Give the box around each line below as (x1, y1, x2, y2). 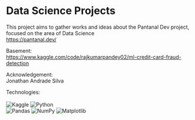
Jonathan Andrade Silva (6, 77, 64, 84)
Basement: (6, 47, 32, 54)
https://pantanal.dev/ (6, 36, 57, 43)
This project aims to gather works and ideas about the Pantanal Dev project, (6, 23, 190, 30)
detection (6, 60, 29, 67)
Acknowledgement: (6, 71, 53, 78)
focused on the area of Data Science (6, 29, 95, 36)
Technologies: (6, 88, 40, 95)
